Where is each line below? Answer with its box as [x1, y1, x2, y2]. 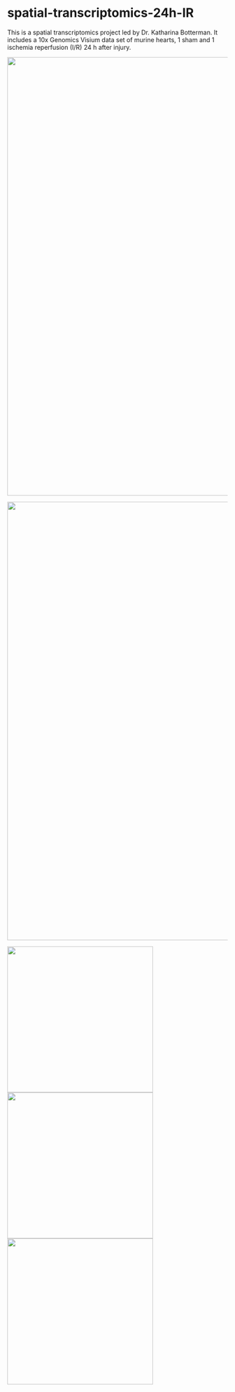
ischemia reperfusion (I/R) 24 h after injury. [7, 43, 131, 51]
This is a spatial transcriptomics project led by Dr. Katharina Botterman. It [7, 28, 218, 36]
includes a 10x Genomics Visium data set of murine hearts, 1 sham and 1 [7, 35, 215, 43]
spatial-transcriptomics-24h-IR [7, 5, 194, 21]
